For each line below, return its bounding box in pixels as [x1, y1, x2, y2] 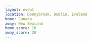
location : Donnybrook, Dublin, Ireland [5, 12, 88, 17]
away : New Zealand [5, 21, 43, 26]
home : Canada [5, 16, 32, 21]
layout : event [5, 7, 35, 12]
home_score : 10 [5, 26, 37, 31]
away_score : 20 [5, 30, 37, 35]
